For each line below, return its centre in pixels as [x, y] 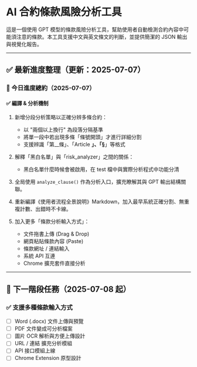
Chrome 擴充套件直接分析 [54, 263]
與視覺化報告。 [24, 44]
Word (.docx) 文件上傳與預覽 [49, 321]
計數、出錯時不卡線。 [45, 209]
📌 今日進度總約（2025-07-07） [51, 88]
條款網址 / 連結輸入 [46, 249]
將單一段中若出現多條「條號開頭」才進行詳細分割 [82, 137]
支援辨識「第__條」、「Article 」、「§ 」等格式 [74, 144]
